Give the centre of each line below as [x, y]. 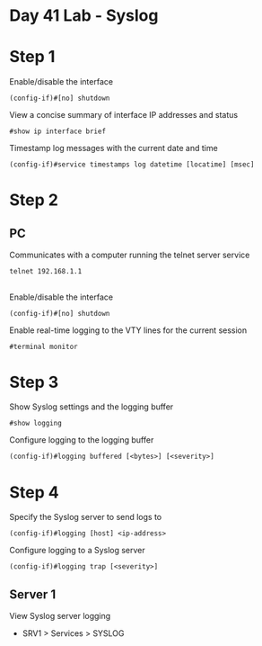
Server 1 [33, 594]
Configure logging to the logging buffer [82, 440]
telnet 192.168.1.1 [46, 272]
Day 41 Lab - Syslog [84, 16]
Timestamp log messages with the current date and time [114, 148]
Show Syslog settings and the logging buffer [92, 407]
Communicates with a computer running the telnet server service [130, 255]
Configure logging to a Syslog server [77, 551]
